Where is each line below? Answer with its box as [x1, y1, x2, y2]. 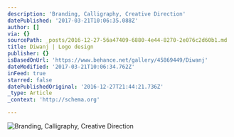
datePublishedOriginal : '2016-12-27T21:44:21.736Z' [7, 83, 164, 90]
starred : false [7, 76, 53, 84]
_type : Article [7, 89, 53, 97]
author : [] [7, 23, 40, 31]
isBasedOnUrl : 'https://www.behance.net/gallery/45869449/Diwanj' [7, 57, 208, 64]
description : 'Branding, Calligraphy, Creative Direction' [7, 10, 186, 18]
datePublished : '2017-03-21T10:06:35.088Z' [7, 17, 139, 24]
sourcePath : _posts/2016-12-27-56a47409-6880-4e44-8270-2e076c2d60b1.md [7, 37, 228, 44]
